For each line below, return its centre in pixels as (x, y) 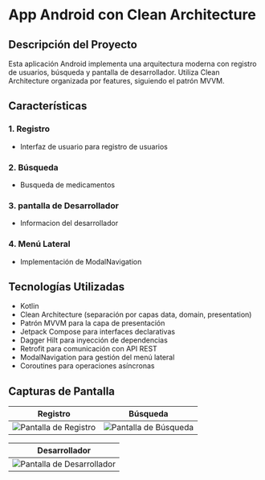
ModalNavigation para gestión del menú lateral (97, 357)
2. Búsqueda (33, 167)
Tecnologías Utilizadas (67, 287)
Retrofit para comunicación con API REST (89, 349)
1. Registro (29, 129)
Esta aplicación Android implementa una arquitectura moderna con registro (132, 64)
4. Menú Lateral (39, 244)
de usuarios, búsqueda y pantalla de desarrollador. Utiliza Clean (114, 72)
